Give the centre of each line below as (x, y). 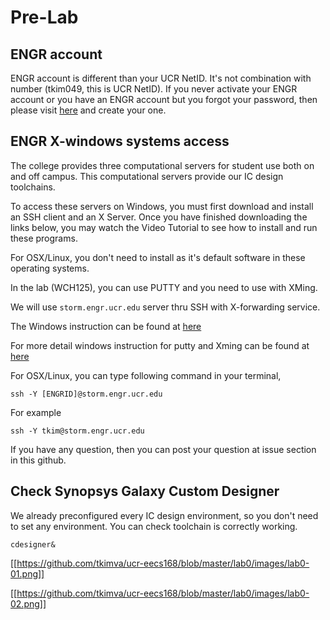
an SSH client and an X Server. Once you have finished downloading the (159, 217)
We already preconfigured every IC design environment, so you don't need (164, 515)
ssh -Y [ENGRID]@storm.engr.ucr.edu (86, 394)
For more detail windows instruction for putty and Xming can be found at (160, 345)
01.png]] (27, 573)
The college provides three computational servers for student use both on (162, 165)
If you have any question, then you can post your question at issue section (163, 449)
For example (36, 412)
